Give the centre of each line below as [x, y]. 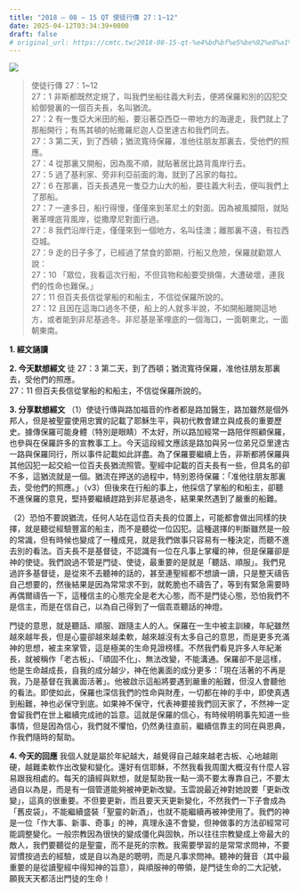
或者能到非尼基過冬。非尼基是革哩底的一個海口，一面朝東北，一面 [168, 319]
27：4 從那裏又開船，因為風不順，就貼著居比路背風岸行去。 [141, 164]
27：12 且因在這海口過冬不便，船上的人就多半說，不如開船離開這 [150, 308]
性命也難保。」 [72, 286]
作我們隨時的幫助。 [44, 737]
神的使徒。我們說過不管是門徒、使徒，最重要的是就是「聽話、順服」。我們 [144, 562]
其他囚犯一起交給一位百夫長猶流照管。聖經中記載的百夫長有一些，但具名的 [145, 465]
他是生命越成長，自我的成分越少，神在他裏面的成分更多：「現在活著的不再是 [148, 670]
